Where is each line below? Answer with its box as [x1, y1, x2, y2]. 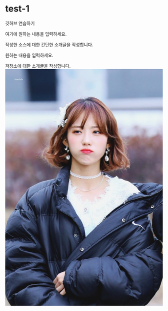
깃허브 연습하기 [5, 20, 35, 26]
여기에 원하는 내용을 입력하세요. [5, 31, 67, 37]
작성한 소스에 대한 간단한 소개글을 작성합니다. [5, 41, 93, 48]
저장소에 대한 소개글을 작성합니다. [5, 63, 71, 69]
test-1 [5, 3, 30, 15]
